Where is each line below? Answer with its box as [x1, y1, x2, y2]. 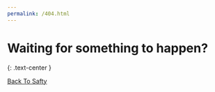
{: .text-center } [7, 63, 52, 72]
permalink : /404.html [7, 10, 70, 17]
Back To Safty [7, 77, 47, 85]
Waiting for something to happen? [7, 40, 209, 56]
